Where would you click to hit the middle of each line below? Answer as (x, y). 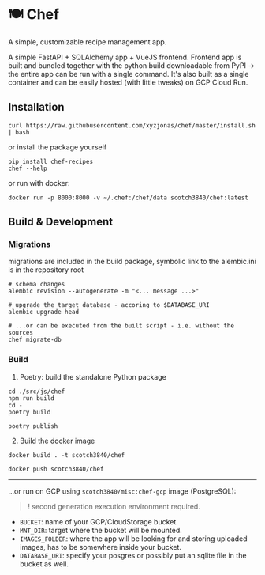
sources (21, 333)
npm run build (32, 398)
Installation (36, 107)
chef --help (28, 168)
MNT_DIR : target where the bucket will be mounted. (101, 530)
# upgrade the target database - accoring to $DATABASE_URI (109, 305)
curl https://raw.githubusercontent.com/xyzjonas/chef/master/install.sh (132, 125)
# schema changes (37, 285)
